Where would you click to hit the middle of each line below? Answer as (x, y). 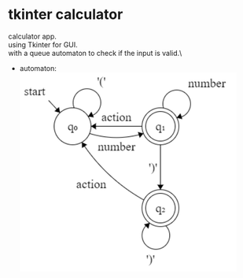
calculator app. (32, 36)
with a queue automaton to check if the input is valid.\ (95, 53)
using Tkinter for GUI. (43, 44)
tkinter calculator (66, 15)
